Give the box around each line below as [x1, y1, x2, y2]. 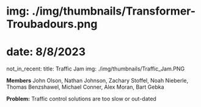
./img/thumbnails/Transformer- [31, 4, 196, 18]
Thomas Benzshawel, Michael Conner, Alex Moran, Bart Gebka [6, 83, 164, 91]
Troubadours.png [6, 17, 98, 31]
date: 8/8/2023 [6, 45, 86, 59]
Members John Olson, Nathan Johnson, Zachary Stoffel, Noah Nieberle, [6, 77, 189, 85]
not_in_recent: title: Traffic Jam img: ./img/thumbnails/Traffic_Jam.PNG [6, 65, 185, 72]
